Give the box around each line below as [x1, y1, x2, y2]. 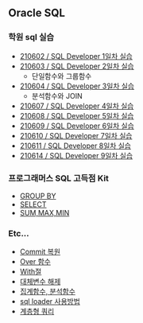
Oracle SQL [8, 6, 66, 20]
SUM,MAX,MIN [19, 208, 70, 217]
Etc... [8, 228, 29, 239]
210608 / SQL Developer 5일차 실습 [19, 111, 134, 120]
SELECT [19, 199, 47, 209]
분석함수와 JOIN [31, 91, 83, 100]
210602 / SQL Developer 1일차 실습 [19, 51, 133, 60]
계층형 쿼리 [19, 306, 55, 317]
